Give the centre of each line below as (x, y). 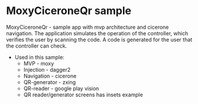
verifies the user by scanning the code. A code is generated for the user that (99, 39)
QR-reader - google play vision (61, 88)
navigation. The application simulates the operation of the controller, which (97, 33)
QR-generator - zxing (50, 82)
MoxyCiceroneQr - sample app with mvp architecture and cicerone (87, 27)
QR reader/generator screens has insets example (83, 95)
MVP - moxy (39, 63)
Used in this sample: (40, 57)
